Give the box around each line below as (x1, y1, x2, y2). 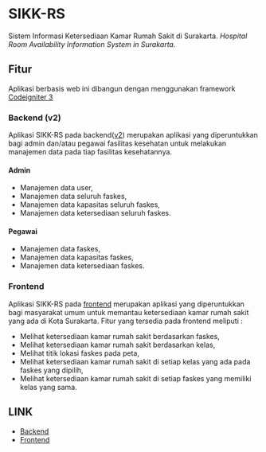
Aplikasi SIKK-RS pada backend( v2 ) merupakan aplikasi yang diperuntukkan (8, 131, 259, 140)
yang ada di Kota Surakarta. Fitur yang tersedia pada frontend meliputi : (8, 316, 243, 325)
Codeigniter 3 (8, 92, 53, 102)
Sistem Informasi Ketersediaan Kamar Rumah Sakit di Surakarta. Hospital (8, 31, 248, 41)
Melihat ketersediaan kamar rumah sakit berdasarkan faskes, (19, 331, 221, 341)
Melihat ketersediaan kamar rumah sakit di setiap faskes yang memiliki (19, 373, 252, 383)
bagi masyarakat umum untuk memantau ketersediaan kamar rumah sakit (8, 307, 249, 317)
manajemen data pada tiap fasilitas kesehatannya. (8, 147, 173, 157)
